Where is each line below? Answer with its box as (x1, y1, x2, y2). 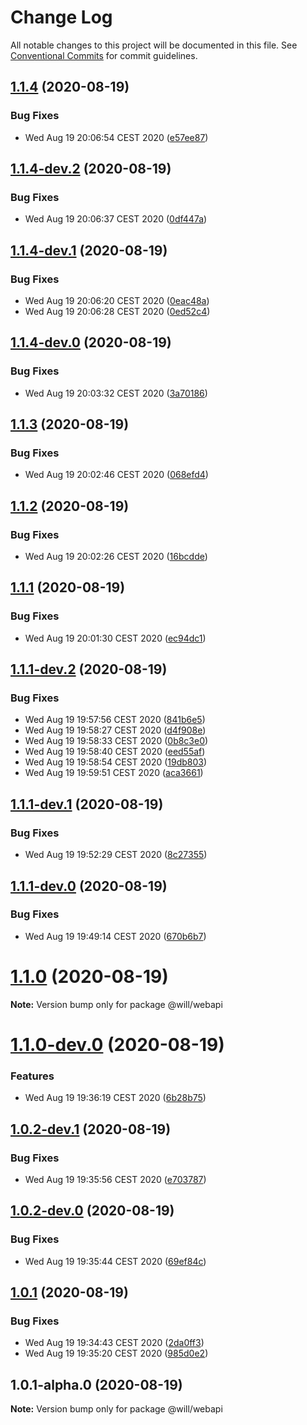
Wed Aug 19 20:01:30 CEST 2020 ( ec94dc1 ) (24, 632, 207, 644)
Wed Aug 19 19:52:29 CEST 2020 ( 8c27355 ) (24, 849, 208, 861)
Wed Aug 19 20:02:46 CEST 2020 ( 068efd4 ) (24, 469, 209, 481)
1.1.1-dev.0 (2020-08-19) (10, 877, 168, 895)
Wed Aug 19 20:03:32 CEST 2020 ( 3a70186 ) (24, 387, 208, 399)
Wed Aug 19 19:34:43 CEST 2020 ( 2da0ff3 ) (24, 1337, 205, 1349)
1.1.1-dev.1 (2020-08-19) (10, 796, 164, 813)
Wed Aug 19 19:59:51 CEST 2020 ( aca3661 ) (24, 767, 204, 779)
